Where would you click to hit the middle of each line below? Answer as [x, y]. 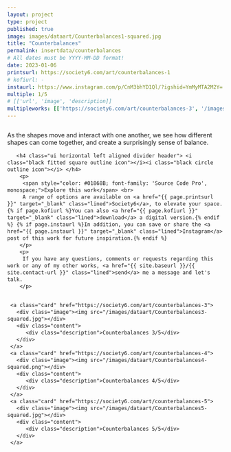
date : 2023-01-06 [32, 65]
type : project [27, 22]
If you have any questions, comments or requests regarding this [118, 259]
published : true [30, 29]
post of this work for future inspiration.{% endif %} [87, 238]
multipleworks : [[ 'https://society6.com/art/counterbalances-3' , [102, 109]
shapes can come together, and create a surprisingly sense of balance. [108, 142]
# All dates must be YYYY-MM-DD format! [66, 58]
